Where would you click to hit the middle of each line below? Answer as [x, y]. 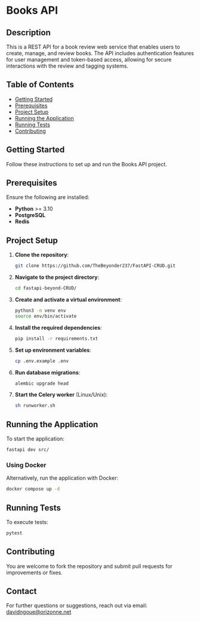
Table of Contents [40, 85]
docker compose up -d [33, 489]
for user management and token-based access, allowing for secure [89, 60]
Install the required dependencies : [59, 327]
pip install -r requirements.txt [56, 339]
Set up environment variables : [53, 350]
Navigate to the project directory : [57, 277]
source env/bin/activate [46, 316]
